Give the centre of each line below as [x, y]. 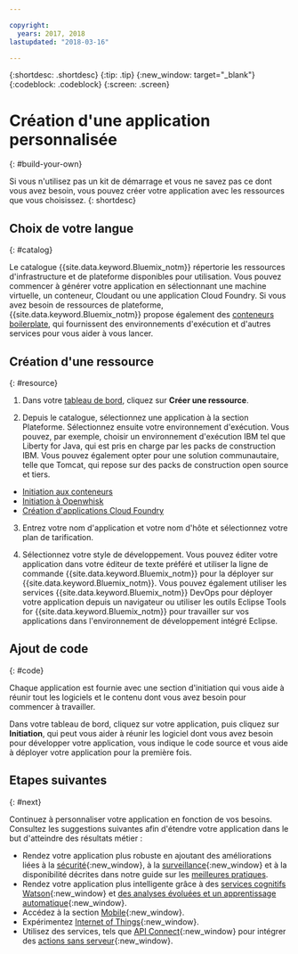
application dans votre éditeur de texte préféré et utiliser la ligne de [145, 563]
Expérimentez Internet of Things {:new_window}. [111, 921]
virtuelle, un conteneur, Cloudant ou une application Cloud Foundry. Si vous [148, 296]
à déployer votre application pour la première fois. [101, 752]
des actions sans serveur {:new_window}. [97, 941]
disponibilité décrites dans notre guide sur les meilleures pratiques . [145, 874]
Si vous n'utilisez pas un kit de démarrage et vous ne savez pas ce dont [141, 181]
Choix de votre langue [72, 228]
